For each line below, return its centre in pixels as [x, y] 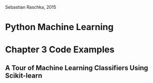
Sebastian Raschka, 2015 [31, 7]
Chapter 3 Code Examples [60, 50]
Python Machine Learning [59, 27]
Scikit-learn [24, 75]
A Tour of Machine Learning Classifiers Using [77, 68]
